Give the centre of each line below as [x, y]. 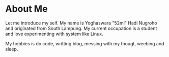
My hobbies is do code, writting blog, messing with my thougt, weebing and [85, 43]
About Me [26, 9]
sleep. [12, 49]
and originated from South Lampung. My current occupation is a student [81, 28]
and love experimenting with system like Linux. [54, 34]
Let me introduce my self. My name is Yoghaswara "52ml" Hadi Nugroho [81, 23]
